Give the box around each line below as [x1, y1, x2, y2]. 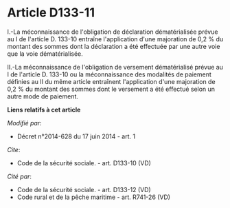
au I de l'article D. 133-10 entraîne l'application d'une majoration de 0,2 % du [7, 34, 224, 43]
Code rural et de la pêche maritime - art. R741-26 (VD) [16, 193, 170, 201]
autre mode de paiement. [7, 92, 79, 101]
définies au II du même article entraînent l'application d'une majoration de [7, 77, 216, 85]
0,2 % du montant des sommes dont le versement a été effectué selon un [7, 85, 215, 93]
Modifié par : [7, 118, 43, 127]
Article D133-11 [7, 5, 95, 21]
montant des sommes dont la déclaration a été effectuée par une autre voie [7, 42, 220, 50]
